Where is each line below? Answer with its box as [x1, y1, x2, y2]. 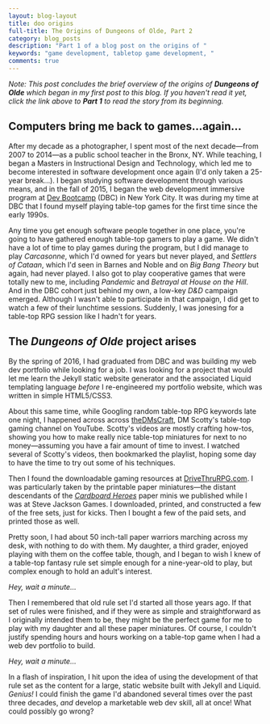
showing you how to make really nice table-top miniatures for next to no [8, 431, 247, 441]
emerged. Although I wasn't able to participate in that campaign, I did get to [8, 294, 260, 304]
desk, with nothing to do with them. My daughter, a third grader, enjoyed [8, 541, 248, 550]
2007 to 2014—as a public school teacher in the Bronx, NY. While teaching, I [8, 149, 262, 159]
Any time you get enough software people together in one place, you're [8, 225, 246, 235]
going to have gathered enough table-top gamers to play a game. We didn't [8, 234, 260, 243]
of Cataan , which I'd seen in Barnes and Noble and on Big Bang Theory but [8, 259, 260, 269]
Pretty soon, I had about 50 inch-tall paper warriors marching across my [8, 532, 248, 541]
